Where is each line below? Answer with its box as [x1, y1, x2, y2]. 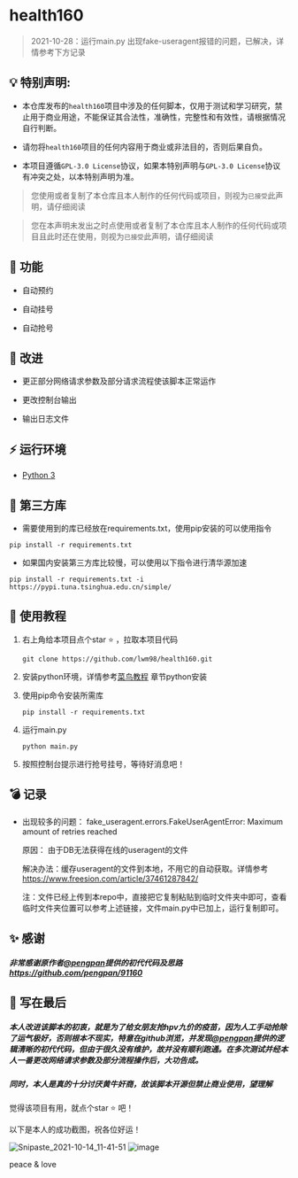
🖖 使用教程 [9, 608, 66, 624]
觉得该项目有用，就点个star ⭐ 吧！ [9, 1103, 134, 1113]
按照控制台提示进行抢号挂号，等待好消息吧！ [21, 758, 186, 769]
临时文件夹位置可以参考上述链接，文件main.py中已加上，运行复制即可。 [21, 903, 284, 913]
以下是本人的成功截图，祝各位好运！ [9, 1124, 141, 1135]
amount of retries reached [21, 825, 118, 837]
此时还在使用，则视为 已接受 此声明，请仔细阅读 [46, 231, 214, 242]
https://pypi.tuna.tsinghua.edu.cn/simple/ [9, 583, 172, 592]
